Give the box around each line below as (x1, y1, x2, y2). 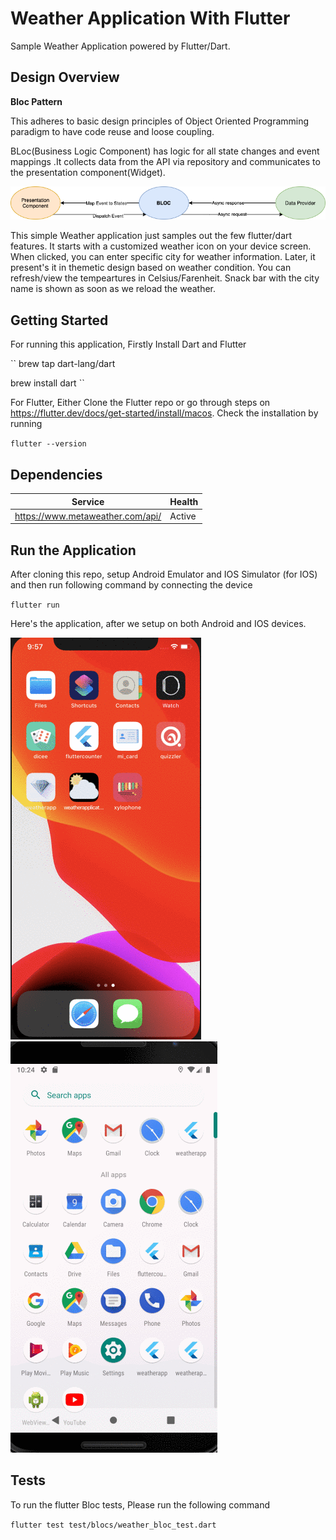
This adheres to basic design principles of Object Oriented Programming (10, 115, 310, 127)
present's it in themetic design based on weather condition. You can (10, 262, 292, 274)
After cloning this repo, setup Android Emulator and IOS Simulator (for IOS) (10, 568, 318, 581)
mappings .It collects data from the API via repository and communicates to (10, 155, 321, 167)
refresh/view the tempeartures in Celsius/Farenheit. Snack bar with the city (10, 272, 320, 284)
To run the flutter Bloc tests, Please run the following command (10, 1498, 270, 1511)
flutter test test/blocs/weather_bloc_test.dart (10, 1520, 217, 1530)
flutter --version (10, 439, 87, 449)
